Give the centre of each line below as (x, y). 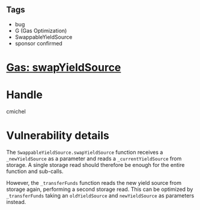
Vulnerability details (58, 136)
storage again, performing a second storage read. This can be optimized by (100, 189)
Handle (25, 95)
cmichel (16, 111)
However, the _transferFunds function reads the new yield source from (94, 182)
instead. (16, 202)
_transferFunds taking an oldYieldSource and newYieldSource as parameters (100, 195)
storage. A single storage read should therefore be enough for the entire (95, 165)
